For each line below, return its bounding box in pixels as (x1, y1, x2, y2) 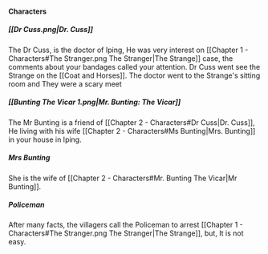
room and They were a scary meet (8, 79, 122, 88)
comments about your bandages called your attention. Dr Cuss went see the (8, 62, 261, 71)
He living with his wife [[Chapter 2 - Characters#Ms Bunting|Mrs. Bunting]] (8, 126, 256, 135)
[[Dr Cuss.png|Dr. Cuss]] (8, 25, 94, 34)
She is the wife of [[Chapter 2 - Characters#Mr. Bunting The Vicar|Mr (8, 173, 238, 183)
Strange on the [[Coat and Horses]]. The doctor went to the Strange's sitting (8, 71, 261, 80)
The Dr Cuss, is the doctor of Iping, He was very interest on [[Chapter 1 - (8, 45, 249, 54)
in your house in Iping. (8, 135, 82, 144)
